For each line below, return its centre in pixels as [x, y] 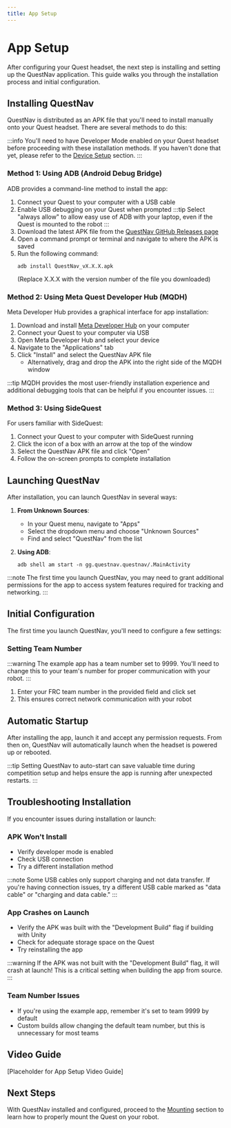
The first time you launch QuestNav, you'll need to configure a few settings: [114, 630]
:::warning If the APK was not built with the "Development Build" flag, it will [113, 963]
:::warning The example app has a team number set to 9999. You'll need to [113, 664]
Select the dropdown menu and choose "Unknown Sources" [113, 531]
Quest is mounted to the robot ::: [63, 224]
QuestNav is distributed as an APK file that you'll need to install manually [110, 120]
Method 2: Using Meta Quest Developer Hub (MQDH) [97, 297]
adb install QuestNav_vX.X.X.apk [65, 266]
